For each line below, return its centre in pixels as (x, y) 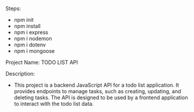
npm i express (31, 32)
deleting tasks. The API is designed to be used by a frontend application (101, 97)
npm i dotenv (30, 45)
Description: (20, 74)
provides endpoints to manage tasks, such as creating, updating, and (97, 91)
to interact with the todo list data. (54, 104)
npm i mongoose (34, 51)
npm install (27, 26)
